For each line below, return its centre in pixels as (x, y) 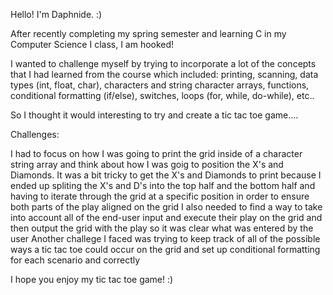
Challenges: (35, 134)
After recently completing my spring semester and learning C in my (148, 33)
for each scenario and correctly (75, 260)
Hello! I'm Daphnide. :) (56, 14)
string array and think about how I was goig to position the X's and (147, 164)
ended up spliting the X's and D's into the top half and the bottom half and (163, 185)
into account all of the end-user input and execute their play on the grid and (166, 217)
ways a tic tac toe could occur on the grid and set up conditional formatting (165, 249)
